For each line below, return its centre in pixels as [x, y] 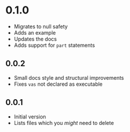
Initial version [30, 116]
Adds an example [35, 32]
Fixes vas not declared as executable [58, 84]
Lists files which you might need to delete [64, 123]
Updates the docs [35, 39]
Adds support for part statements [55, 45]
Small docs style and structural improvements [69, 77]
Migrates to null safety [41, 26]
